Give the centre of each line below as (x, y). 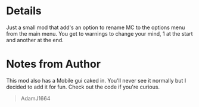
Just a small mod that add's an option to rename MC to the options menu (96, 27)
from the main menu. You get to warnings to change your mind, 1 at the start (99, 33)
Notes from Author (54, 64)
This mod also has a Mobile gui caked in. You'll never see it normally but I (96, 80)
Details (24, 11)
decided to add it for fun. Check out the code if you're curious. (83, 87)
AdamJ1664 (35, 98)
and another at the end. (35, 40)
